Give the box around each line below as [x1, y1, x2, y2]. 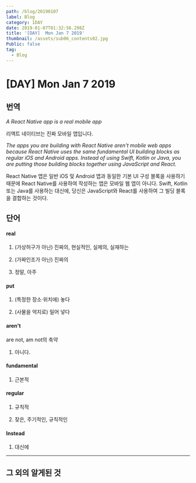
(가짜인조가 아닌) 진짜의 [14, 256, 69, 263]
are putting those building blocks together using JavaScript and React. [6, 160, 177, 167]
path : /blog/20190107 [6, 8, 59, 15]
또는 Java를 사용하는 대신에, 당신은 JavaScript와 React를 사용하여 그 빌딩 [6, 187, 175, 194]
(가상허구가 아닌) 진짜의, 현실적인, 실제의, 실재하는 [14, 244, 129, 251]
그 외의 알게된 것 [6, 468, 61, 478]
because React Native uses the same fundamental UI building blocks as [6, 148, 180, 155]
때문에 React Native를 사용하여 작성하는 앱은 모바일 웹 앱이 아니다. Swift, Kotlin [6, 180, 188, 187]
